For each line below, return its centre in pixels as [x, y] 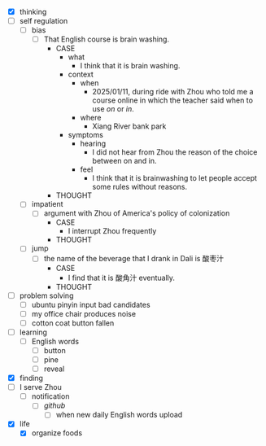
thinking [33, 12]
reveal [54, 369]
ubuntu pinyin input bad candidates [91, 304]
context [81, 74]
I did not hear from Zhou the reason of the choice [175, 152]
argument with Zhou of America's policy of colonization [137, 213]
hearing [93, 144]
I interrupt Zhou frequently [112, 231]
